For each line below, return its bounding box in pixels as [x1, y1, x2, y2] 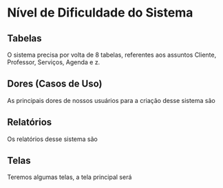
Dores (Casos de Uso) [7, 78, 103, 90]
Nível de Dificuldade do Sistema [7, 5, 193, 21]
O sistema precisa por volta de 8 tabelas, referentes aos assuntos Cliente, [7, 50, 217, 59]
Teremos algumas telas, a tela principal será [7, 173, 132, 181]
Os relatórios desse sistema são [7, 135, 98, 143]
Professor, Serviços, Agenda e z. [7, 58, 100, 66]
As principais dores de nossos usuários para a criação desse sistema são [7, 96, 215, 104]
